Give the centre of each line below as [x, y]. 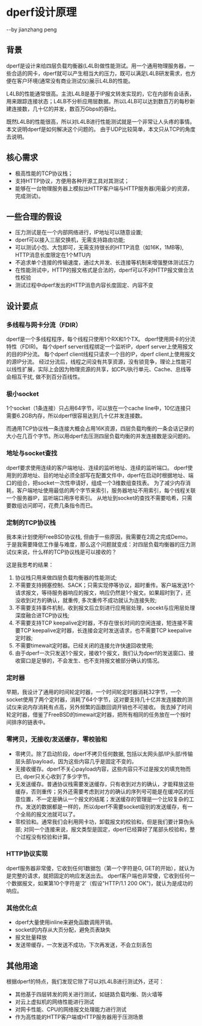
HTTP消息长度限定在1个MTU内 [53, 255]
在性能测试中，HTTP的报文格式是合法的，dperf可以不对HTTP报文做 [99, 270]
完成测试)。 [29, 196]
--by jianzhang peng [32, 29]
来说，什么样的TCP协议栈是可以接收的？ [67, 552]
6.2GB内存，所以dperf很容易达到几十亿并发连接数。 [81, 416]
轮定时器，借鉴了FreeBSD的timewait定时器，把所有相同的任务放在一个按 [96, 715]
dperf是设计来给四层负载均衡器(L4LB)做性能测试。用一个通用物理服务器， [98, 66]
